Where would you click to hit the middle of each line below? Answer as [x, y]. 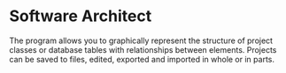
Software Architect [81, 16]
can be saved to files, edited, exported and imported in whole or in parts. [142, 59]
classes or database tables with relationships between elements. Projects [143, 49]
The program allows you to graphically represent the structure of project [141, 40]
